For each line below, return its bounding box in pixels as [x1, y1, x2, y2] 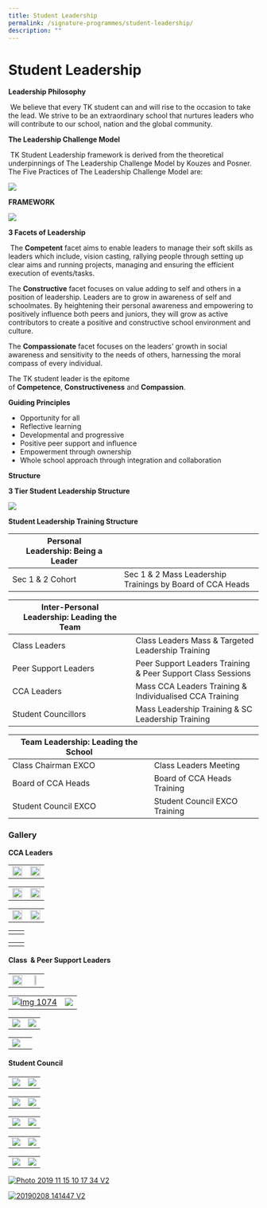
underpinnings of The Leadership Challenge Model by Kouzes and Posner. [8, 158, 252, 168]
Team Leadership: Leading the [20, 737, 138, 748]
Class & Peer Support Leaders [8, 956, 111, 965]
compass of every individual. [8, 359, 103, 368]
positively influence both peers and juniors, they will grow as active [8, 310, 229, 319]
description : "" [8, 26, 62, 34]
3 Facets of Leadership [8, 228, 86, 237]
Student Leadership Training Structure [8, 516, 139, 526]
